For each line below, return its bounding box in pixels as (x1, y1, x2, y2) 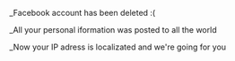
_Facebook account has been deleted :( (9, 8, 156, 18)
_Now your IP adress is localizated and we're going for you (9, 42, 227, 52)
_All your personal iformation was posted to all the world (9, 25, 217, 34)
